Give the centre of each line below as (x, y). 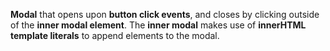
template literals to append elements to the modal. (115, 35)
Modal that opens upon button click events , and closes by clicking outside (165, 14)
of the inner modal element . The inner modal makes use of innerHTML (158, 25)
